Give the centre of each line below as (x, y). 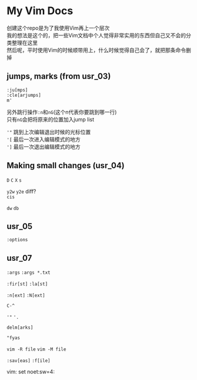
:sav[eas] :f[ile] (29, 361)
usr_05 (20, 226)
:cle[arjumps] (24, 95)
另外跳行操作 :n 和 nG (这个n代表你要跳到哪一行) (62, 112)
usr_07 (19, 258)
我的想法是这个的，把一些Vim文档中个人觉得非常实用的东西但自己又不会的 (96, 35)
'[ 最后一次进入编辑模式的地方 (44, 139)
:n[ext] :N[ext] (26, 296)
